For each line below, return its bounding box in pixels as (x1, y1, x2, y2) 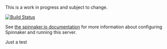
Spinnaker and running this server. (5, 29, 77, 35)
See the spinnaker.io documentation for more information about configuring (5, 24, 162, 30)
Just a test (5, 39, 27, 45)
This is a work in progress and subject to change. (5, 5, 108, 10)
